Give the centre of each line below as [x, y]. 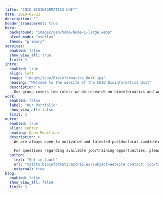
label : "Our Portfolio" [33, 105]
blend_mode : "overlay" [32, 37]
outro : [12, 119]
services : [15, 46]
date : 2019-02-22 [23, 14]
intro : [12, 64]
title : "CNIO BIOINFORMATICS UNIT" [41, 10]
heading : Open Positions [35, 133]
